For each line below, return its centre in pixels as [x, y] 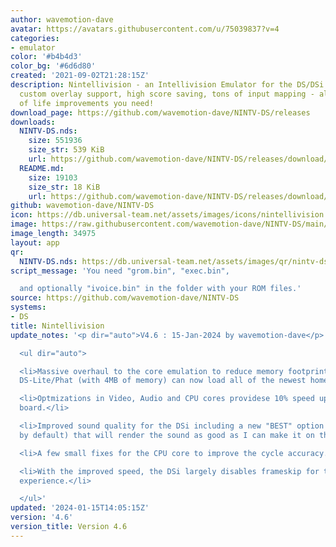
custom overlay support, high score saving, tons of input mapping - [167, 94]
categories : [35, 38]
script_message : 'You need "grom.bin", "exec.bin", [120, 271]
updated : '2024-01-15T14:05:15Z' [80, 508]
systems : [28, 307]
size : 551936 [55, 141]
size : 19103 [53, 177]
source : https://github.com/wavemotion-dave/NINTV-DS [125, 298]
